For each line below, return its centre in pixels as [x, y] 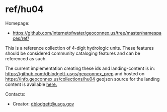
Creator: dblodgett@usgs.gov [43, 103]
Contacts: [15, 94]
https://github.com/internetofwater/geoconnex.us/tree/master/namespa [87, 33]
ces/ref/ [21, 38]
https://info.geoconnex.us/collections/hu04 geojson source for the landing [82, 79]
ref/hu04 [24, 9]
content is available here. [31, 84]
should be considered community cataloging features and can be [73, 53]
